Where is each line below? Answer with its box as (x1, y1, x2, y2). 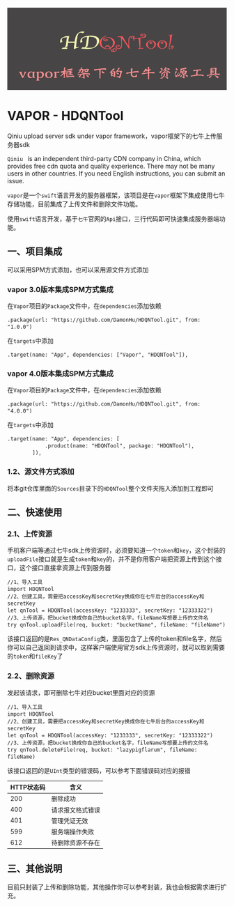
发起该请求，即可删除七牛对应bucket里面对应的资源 (7, 688, 155, 697)
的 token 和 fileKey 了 (7, 652, 63, 661)
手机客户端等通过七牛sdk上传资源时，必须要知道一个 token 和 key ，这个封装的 (7, 546, 226, 555)
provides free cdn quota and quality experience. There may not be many (7, 162, 215, 170)
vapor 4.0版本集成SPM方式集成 (7, 369, 114, 378)
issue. (7, 176, 24, 185)
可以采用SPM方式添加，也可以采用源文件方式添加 (7, 266, 149, 274)
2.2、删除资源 (7, 671, 54, 681)
